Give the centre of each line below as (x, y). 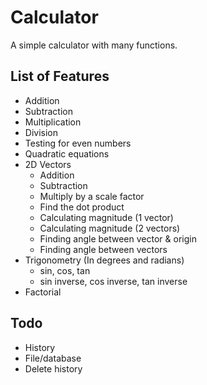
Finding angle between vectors (103, 249)
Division (41, 132)
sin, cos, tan (65, 270)
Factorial (43, 292)
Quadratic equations (67, 153)
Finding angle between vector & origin (118, 238)
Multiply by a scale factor (92, 196)
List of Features (60, 76)
